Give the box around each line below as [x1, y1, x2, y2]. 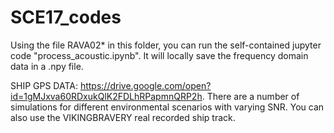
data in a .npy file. [10, 60, 84, 72]
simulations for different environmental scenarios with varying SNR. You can [10, 101, 325, 113]
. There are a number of [201, 90, 300, 102]
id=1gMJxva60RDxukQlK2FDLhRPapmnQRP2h [10, 90, 203, 102]
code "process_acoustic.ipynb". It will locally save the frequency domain [10, 49, 309, 61]
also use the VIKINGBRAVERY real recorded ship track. [10, 111, 236, 123]
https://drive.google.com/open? [79, 79, 212, 91]
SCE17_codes [10, 6, 122, 29]
